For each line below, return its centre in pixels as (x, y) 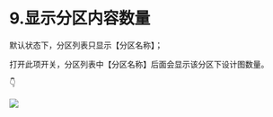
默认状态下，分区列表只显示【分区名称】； (86, 45)
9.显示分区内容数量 (80, 18)
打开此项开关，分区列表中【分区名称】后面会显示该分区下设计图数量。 (139, 64)
